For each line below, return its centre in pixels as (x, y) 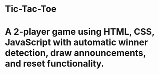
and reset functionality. (55, 64)
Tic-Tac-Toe (31, 9)
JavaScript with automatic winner (77, 43)
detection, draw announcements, (76, 53)
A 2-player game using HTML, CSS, (80, 32)
